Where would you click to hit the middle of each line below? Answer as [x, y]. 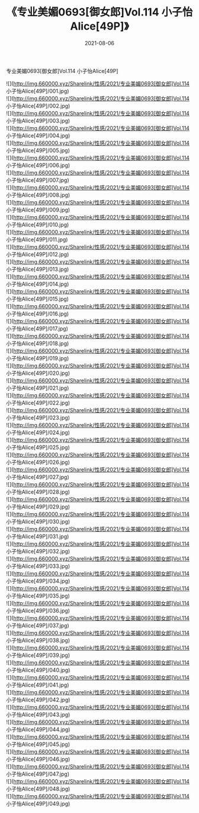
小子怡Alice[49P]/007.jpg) [38, 180]
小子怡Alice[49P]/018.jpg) [38, 343]
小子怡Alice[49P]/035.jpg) [38, 596]
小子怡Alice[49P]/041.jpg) [38, 685]
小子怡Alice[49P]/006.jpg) [38, 165]
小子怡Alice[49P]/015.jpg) [38, 299]
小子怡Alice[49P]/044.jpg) [38, 729]
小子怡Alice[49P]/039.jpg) [38, 655]
